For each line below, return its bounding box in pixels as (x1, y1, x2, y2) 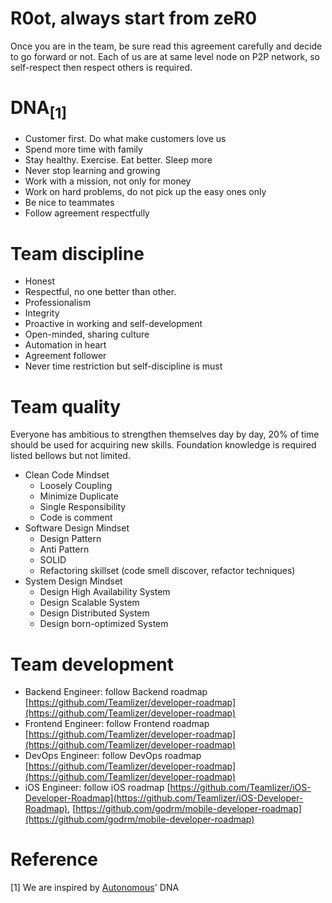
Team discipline (10, 242, 145, 265)
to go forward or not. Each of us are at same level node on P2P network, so (10, 50, 320, 62)
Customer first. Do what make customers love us (24, 133, 227, 145)
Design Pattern (39, 533, 102, 545)
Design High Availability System (39, 586, 171, 598)
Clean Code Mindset (24, 469, 110, 481)
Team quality (10, 395, 122, 418)
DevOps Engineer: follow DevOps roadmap (24, 750, 202, 762)
